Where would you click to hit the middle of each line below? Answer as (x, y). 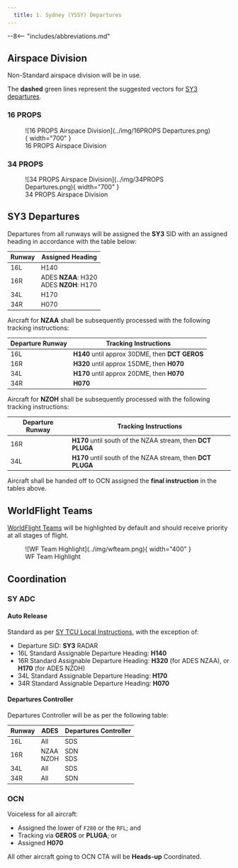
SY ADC (21, 599)
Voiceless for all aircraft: (42, 814)
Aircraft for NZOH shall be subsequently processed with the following (109, 399)
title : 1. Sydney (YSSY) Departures (68, 15)
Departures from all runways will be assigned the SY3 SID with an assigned (118, 233)
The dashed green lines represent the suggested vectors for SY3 (103, 89)
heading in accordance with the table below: (72, 241)
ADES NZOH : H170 (69, 284)
